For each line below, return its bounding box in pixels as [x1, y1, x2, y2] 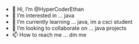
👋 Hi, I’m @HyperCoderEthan [11, 6, 84, 12]
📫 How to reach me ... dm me [11, 32, 87, 38]
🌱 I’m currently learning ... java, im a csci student [11, 18, 133, 25]
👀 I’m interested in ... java [11, 12, 75, 19]
